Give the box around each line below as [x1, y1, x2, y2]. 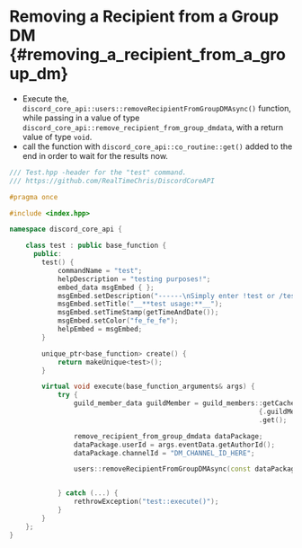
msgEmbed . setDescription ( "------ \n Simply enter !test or [57, 291, 276, 300]
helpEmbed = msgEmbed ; [57, 325, 143, 334]
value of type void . [22, 131, 93, 142]
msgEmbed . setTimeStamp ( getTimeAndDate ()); [57, 308, 219, 317]
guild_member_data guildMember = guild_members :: [73, 399, 263, 408]
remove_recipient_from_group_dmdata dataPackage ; [73, 431, 263, 441]
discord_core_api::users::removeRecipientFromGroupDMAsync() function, [22, 102, 292, 113]
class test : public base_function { [25, 241, 167, 251]
